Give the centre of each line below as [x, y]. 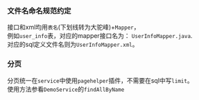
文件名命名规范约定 [39, 10]
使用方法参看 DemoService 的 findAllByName [66, 89]
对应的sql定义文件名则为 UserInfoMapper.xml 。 [73, 44]
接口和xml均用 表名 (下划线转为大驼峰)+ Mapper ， [73, 27]
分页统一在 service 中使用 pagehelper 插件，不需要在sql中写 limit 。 [100, 80]
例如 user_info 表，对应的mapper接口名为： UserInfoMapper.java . [100, 36]
